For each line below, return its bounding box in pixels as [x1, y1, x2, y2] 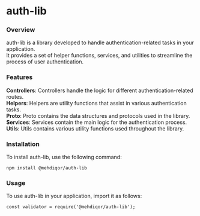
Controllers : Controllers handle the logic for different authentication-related [6, 87, 193, 94]
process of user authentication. [6, 58, 84, 65]
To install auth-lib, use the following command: [6, 154, 122, 161]
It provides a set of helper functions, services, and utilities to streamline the [6, 52, 193, 59]
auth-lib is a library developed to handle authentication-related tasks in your [6, 39, 194, 46]
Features [6, 73, 33, 81]
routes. [6, 93, 24, 100]
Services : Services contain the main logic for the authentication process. [6, 118, 187, 126]
